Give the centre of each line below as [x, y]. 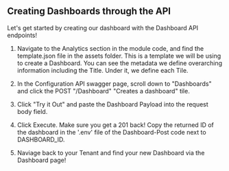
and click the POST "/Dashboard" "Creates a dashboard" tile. [103, 91]
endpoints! [22, 35]
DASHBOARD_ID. [41, 139]
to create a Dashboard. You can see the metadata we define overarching [120, 63]
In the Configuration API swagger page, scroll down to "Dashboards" [114, 83]
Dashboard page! [41, 160]
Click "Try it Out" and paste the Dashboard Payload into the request [113, 104]
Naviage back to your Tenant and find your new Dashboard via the [111, 152]
